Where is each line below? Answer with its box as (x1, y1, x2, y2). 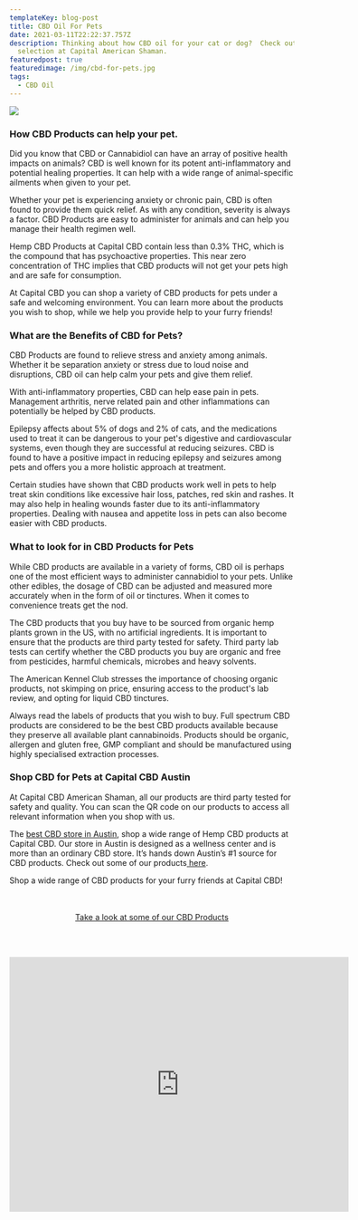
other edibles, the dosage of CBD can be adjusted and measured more (9, 581, 273, 591)
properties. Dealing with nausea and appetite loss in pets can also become (9, 508, 287, 519)
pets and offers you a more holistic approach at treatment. (9, 462, 226, 473)
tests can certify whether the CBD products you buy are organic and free (9, 646, 282, 657)
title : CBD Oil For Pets (9, 22, 103, 31)
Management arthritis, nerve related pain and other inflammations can (9, 396, 270, 408)
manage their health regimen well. (9, 223, 137, 234)
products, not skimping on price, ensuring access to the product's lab (9, 683, 269, 694)
